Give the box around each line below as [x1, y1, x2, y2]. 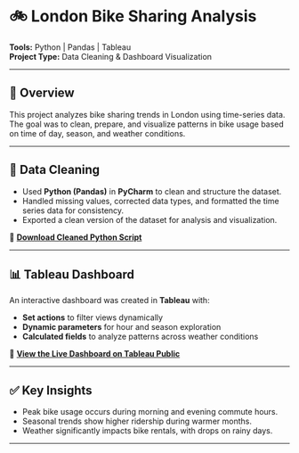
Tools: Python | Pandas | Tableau [9, 41, 132, 53]
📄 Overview [9, 86, 75, 101]
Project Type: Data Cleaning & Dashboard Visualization [9, 51, 212, 62]
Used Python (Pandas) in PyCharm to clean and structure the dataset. [21, 185, 282, 196]
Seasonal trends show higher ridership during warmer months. [21, 416, 252, 427]
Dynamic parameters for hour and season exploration [21, 322, 222, 333]
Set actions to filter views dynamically [21, 312, 163, 323]
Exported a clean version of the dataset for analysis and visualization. [21, 214, 278, 225]
